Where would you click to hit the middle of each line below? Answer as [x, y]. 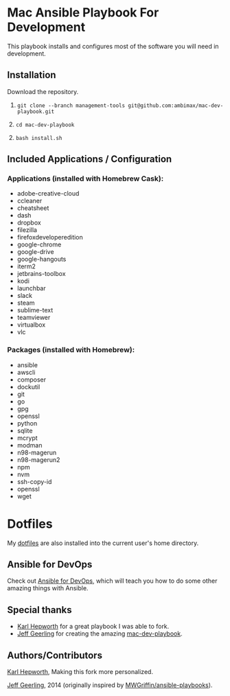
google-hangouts [42, 259]
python [27, 423]
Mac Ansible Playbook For [83, 13]
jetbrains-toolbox [42, 274]
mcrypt [27, 438]
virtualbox [31, 325]
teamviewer [34, 318]
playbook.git [36, 111]
